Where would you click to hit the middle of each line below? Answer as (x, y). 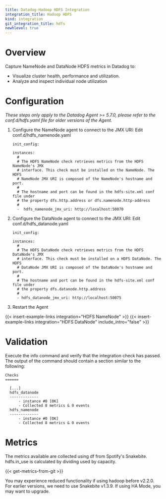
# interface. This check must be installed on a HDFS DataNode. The (89, 259)
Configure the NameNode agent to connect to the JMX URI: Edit (78, 130)
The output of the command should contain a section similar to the (73, 361)
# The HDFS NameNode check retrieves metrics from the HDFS (80, 162)
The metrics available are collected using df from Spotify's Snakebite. (76, 456)
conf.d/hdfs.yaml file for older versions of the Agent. (59, 120)
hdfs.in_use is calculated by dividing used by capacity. (61, 461)
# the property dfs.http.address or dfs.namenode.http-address (83, 201)
